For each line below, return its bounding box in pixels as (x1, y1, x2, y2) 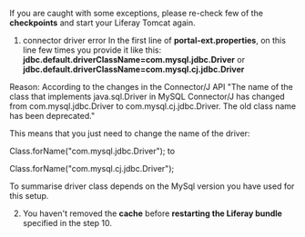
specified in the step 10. (22, 218, 112, 228)
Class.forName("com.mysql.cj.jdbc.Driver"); (9, 163, 175, 173)
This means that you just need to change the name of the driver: (9, 128, 250, 139)
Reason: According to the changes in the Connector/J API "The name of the (9, 82, 293, 92)
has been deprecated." (9, 111, 96, 121)
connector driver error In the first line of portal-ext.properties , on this (22, 35, 287, 45)
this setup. (9, 191, 49, 201)
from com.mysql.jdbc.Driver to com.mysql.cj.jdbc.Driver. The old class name (9, 101, 297, 112)
